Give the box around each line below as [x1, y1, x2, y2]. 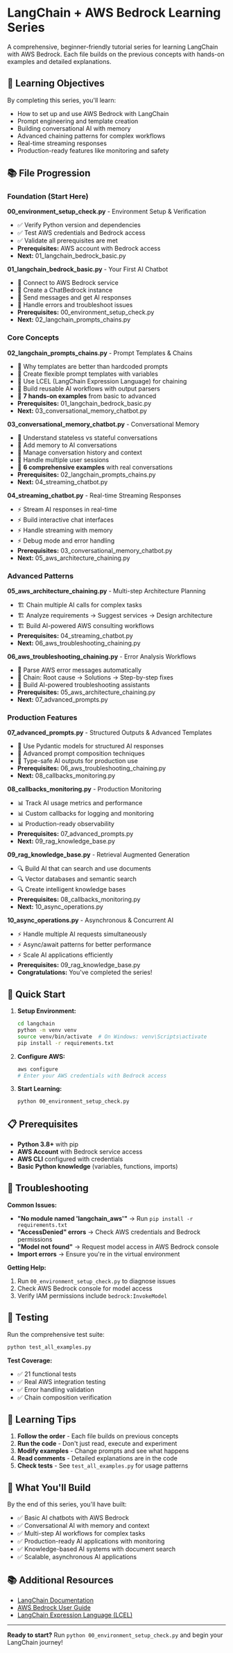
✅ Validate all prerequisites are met [17, 236, 118, 245]
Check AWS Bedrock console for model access [17, 1284, 153, 1292]
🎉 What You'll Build [7, 1481, 92, 1493]
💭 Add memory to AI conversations [17, 441, 117, 449]
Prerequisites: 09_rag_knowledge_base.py [17, 961, 141, 969]
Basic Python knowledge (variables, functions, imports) [17, 1162, 178, 1171]
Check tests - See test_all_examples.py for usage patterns [17, 1461, 189, 1470]
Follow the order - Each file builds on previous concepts [17, 1432, 179, 1440]
